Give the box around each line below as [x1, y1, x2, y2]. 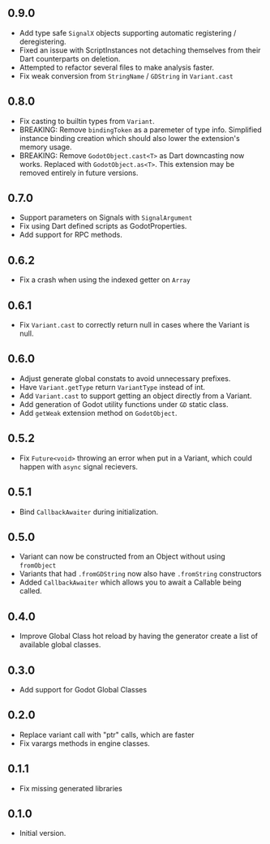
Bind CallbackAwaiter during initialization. [19, 507, 159, 516]
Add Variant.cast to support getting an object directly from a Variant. [19, 391, 252, 401]
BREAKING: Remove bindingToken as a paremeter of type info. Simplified [19, 125, 263, 135]
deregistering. [19, 36, 66, 46]
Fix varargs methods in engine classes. [19, 738, 151, 748]
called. [19, 586, 42, 596]
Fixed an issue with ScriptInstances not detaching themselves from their [19, 45, 261, 55]
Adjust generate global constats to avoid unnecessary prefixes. [19, 373, 231, 383]
